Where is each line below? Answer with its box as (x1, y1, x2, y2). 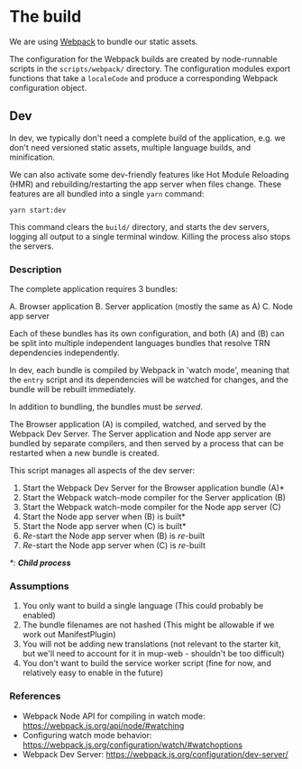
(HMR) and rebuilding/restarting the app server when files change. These (9, 179, 282, 189)
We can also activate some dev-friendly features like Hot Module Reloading (9, 169, 289, 179)
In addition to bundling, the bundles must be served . (9, 401, 203, 412)
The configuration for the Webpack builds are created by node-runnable (9, 53, 278, 64)
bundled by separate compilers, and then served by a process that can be (9, 438, 284, 449)
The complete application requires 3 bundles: (9, 284, 178, 295)
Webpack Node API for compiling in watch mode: (22, 710, 206, 721)
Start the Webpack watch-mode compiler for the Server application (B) (22, 492, 287, 503)
